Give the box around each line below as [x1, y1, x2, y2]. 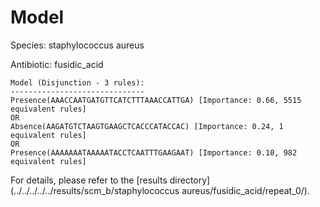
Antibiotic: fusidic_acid [10, 58, 104, 70]
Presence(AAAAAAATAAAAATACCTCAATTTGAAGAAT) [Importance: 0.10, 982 [10, 147, 298, 158]
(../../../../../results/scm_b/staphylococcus [10, 184, 180, 196]
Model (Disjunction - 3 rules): [10, 77, 145, 88]
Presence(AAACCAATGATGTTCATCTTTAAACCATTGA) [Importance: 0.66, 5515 [10, 95, 302, 105]
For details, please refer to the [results [10, 174, 168, 186]
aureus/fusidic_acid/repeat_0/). [181, 184, 310, 196]
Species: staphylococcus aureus [10, 39, 145, 51]
